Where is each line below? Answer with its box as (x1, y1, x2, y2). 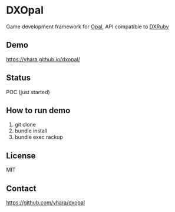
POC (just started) (6, 88, 50, 95)
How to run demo (6, 105, 71, 115)
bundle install (14, 127, 48, 134)
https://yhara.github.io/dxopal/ (6, 55, 81, 62)
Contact (6, 183, 37, 193)
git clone (14, 121, 37, 128)
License (6, 151, 36, 161)
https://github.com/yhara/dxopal (6, 199, 85, 206)
